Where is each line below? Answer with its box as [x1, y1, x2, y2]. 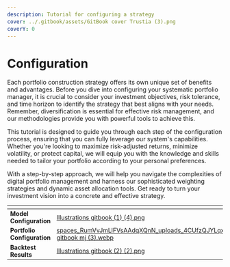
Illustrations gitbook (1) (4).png [56, 213, 145, 221]
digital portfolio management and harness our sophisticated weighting [7, 178, 205, 186]
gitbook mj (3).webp [56, 234, 114, 242]
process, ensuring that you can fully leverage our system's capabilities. [7, 135, 209, 143]
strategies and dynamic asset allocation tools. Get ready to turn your [7, 184, 201, 193]
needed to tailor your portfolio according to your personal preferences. [7, 157, 207, 165]
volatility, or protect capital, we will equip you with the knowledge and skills [7, 150, 219, 158]
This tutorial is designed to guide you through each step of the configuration [7, 128, 222, 136]
